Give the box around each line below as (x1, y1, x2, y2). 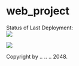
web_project (6, 4, 70, 18)
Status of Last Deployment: (6, 24, 74, 31)
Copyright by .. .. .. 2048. (6, 53, 68, 60)
